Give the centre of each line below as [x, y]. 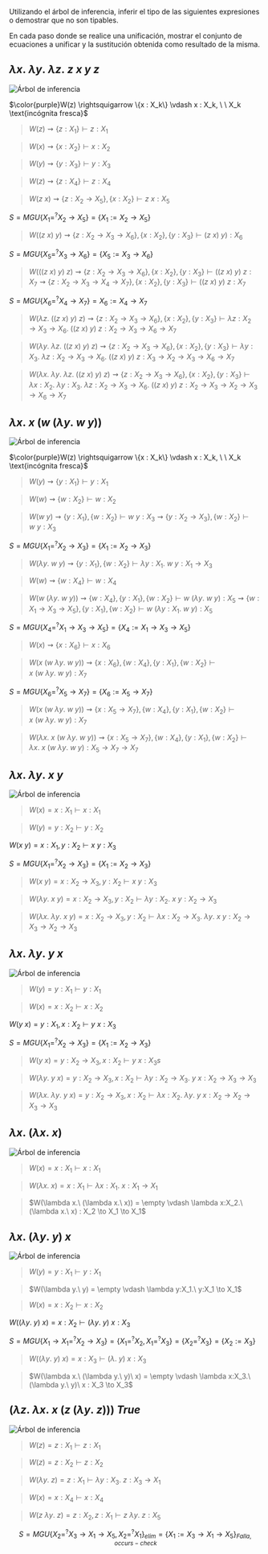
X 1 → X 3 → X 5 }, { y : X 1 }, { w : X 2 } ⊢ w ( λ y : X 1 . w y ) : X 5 [121, 609]
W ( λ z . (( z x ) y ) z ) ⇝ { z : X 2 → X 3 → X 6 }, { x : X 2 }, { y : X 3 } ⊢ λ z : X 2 [140, 319]
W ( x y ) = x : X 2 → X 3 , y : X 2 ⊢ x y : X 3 [93, 882]
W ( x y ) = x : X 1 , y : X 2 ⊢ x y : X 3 [63, 846]
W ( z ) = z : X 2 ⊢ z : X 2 [66, 1463]
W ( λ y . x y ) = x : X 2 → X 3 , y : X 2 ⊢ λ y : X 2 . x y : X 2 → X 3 [123, 899]
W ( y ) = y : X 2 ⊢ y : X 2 [66, 828]
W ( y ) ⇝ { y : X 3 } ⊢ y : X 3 [70, 165]
